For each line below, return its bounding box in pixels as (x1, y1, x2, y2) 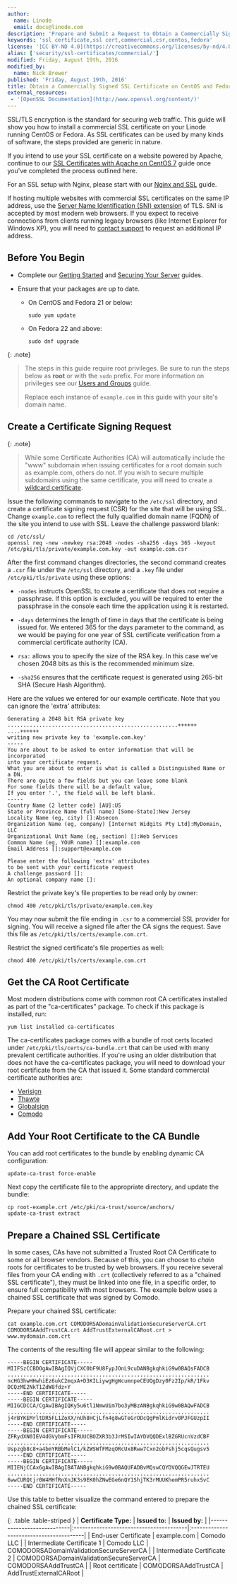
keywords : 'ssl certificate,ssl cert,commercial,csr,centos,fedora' (7, 37, 213, 44)
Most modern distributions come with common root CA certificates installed (7, 995, 228, 1003)
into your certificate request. (7, 758, 102, 766)
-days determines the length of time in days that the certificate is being (17, 615, 224, 624)
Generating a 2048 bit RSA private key (7, 715, 125, 722)
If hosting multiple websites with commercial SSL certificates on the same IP (7, 194, 229, 202)
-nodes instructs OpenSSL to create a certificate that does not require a (17, 586, 224, 595)
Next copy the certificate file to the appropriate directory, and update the (7, 1182, 219, 1192)
